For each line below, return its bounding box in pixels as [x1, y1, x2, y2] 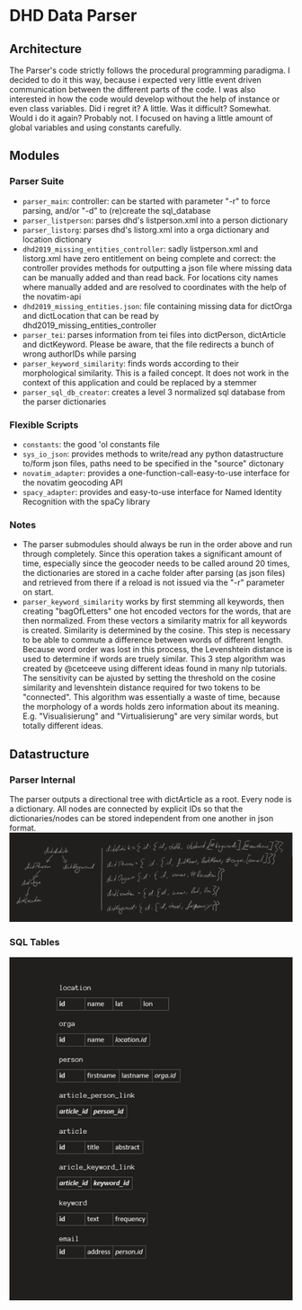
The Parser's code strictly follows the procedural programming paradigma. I [9, 65, 290, 75]
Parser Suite [9, 175, 65, 188]
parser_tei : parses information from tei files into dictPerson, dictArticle [22, 329, 286, 340]
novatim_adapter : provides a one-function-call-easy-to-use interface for [22, 467, 290, 478]
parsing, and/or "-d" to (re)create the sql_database [22, 205, 211, 216]
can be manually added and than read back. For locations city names [22, 271, 279, 283]
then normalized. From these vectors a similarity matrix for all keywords [22, 615, 288, 626]
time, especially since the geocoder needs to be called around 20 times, [22, 558, 290, 569]
